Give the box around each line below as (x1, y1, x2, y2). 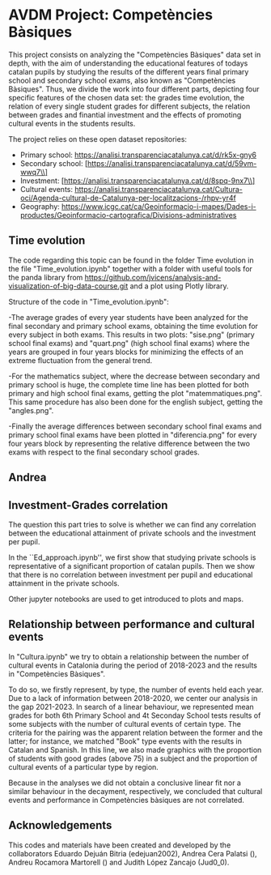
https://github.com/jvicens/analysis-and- (84, 272, 222, 282)
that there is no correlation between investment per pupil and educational (8, 570, 253, 579)
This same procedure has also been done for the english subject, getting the (8, 397, 263, 407)
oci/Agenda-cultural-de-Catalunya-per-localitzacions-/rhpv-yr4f (19, 193, 236, 203)
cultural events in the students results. (8, 118, 136, 128)
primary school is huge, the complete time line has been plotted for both (8, 379, 249, 390)
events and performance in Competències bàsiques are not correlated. (8, 795, 245, 805)
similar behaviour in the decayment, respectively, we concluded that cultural (8, 786, 263, 796)
